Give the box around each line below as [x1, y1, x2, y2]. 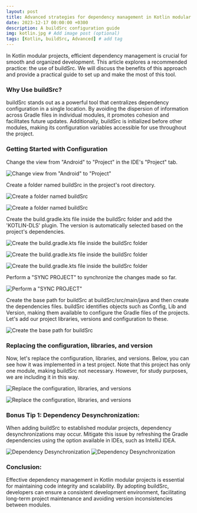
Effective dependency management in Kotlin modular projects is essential [6, 476, 185, 484]
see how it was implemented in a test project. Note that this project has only [6, 360, 191, 368]
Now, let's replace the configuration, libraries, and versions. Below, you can [6, 355, 189, 362]
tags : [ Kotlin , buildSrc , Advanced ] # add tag [6, 36, 123, 42]
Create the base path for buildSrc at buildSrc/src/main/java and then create [6, 296, 189, 303]
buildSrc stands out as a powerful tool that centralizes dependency [6, 99, 169, 106]
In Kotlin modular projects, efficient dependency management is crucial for [6, 52, 188, 59]
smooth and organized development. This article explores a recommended [6, 58, 188, 65]
